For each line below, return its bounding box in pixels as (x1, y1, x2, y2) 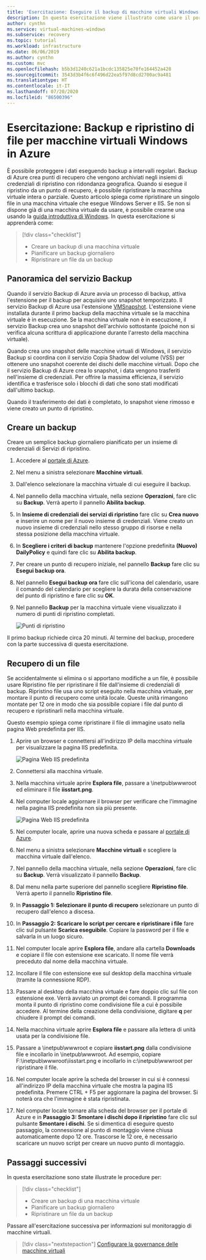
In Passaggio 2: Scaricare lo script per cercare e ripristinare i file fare (15, 920, 194, 928)
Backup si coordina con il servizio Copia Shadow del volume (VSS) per (7, 353, 185, 361)
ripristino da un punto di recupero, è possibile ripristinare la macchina (7, 186, 182, 193)
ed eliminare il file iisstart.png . (15, 786, 94, 793)
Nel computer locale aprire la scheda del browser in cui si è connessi (15, 1076, 190, 1083)
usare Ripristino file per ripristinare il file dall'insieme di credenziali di (7, 681, 180, 689)
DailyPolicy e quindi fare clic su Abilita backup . (15, 549, 137, 556)
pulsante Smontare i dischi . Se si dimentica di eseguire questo (15, 1120, 174, 1127)
